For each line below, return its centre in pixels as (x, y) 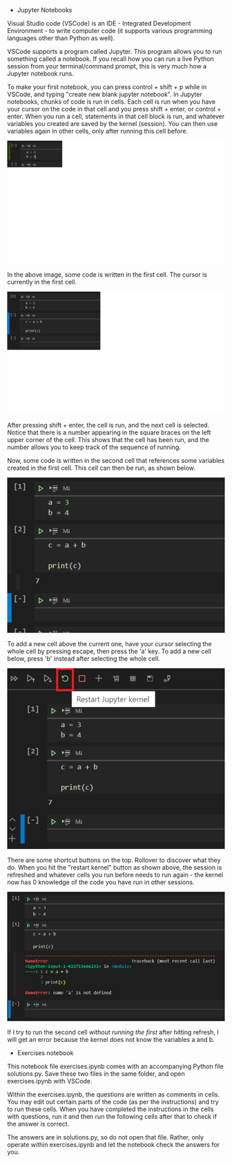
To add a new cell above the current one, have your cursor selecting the (109, 644)
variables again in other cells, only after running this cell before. (98, 131)
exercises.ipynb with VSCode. (50, 1081)
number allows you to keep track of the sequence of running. (94, 447)
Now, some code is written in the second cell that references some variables (116, 460)
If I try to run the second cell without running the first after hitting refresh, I (113, 1032)
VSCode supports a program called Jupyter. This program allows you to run (115, 52)
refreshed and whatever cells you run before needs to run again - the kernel (115, 874)
